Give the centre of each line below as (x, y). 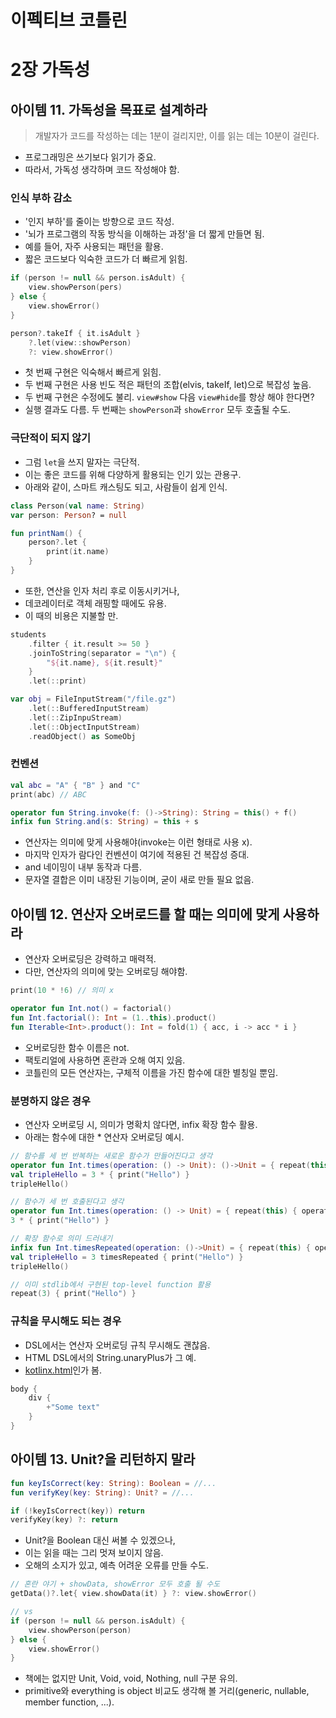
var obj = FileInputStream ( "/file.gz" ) (93, 699)
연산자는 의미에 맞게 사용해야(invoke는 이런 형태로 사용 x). (138, 842)
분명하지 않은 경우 (51, 1101)
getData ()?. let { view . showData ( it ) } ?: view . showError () (133, 1594)
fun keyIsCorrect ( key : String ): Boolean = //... (113, 1483)
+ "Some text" (73, 1407)
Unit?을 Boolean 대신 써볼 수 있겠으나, (100, 1540)
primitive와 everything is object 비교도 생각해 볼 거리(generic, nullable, (167, 1691)
